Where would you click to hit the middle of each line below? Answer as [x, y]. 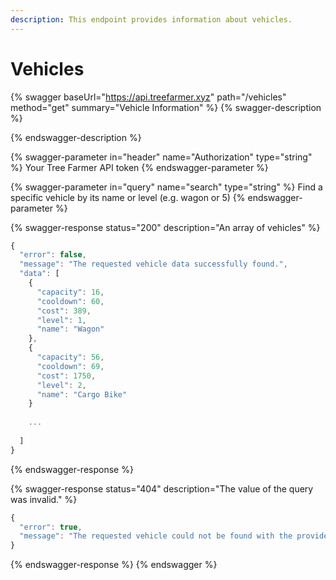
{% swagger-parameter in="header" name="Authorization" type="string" [161, 157]
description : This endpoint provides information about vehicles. [151, 19]
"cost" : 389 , [64, 311]
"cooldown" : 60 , [70, 301]
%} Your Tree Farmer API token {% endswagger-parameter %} [139, 167]
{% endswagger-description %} [76, 137]
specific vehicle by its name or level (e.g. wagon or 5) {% [128, 197]
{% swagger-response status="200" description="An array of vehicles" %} [165, 227]
